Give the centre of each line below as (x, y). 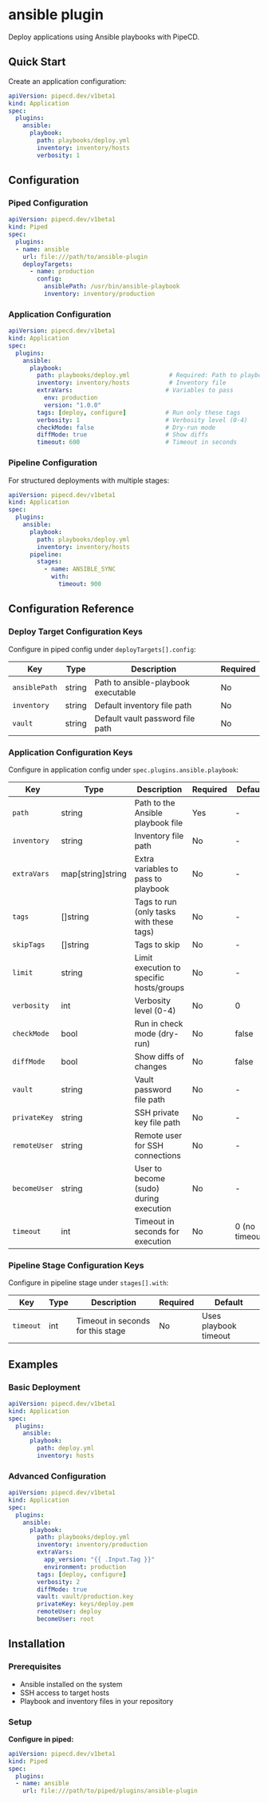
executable (115, 692)
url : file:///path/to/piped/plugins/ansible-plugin (110, 1791)
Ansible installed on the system (71, 1684)
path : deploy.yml (65, 1448)
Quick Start (37, 62)
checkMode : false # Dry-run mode (126, 428)
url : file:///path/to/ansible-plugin (85, 257)
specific (150, 977)
